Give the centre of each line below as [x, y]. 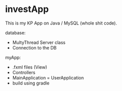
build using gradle [31, 83]
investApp [27, 9]
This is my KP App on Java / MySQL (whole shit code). [61, 23]
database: [15, 32]
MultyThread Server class [39, 42]
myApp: [13, 57]
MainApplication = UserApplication [48, 77]
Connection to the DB [34, 47]
